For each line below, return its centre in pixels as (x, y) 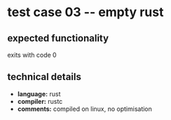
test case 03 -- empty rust (85, 12)
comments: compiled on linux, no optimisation (85, 109)
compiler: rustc (40, 101)
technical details (45, 77)
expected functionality (58, 38)
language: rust (39, 94)
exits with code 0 (32, 55)
